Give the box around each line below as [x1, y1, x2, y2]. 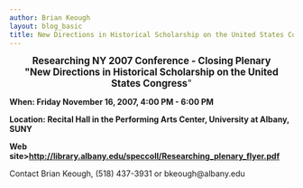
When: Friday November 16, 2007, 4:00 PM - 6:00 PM [9, 97, 215, 108]
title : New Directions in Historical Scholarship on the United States [9, 30, 284, 39]
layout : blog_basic [9, 22, 83, 31]
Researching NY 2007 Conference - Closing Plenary [32, 55, 271, 68]
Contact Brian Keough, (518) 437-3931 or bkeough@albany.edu [9, 168, 245, 179]
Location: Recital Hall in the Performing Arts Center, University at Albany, [9, 114, 290, 125]
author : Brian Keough [9, 13, 91, 23]
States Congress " [111, 78, 192, 90]
